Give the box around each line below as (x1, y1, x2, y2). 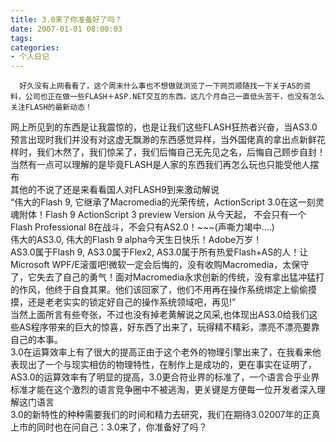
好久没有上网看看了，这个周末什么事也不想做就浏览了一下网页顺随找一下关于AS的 (19, 81, 304, 91)
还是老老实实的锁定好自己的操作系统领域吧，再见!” (27, 296, 237, 308)
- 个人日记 (10, 52, 50, 62)
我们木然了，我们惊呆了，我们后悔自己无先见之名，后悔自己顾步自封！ (36, 146, 326, 158)
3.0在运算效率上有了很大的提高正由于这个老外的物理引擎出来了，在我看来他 (10, 346, 322, 358)
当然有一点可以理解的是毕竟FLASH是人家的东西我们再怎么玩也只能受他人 (10, 159, 311, 171)
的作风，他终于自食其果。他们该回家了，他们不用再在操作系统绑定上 (10, 284, 291, 296)
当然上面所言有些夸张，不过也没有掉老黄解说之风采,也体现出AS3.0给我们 (10, 309, 310, 321)
